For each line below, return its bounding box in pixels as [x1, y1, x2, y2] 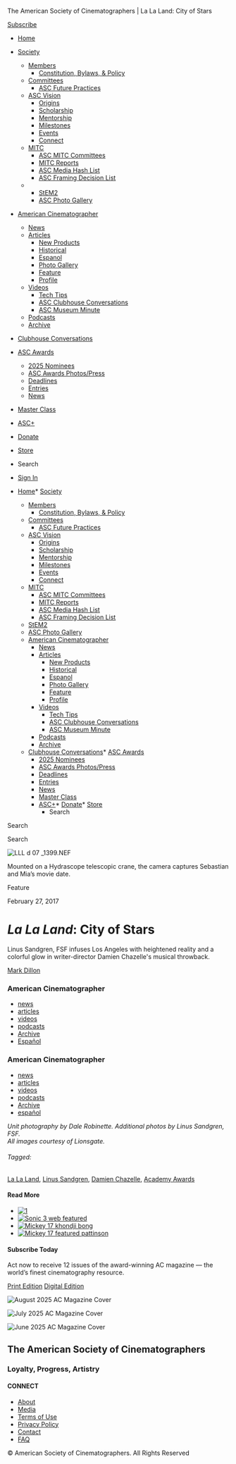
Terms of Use [17, 1413, 58, 1421]
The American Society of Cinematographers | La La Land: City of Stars [7, 7, 213, 15]
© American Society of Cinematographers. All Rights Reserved [7, 1449, 190, 1457]
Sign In [17, 473, 38, 482]
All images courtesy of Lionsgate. [7, 1136, 106, 1145]
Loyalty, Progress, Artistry [7, 1364, 100, 1374]
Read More [7, 1191, 40, 1199]
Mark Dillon [7, 966, 41, 974]
